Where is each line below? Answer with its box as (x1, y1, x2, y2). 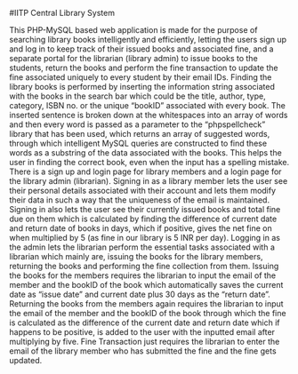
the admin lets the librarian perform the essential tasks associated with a (9, 242, 276, 252)
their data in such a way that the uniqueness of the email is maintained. (9, 195, 270, 205)
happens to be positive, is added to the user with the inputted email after (9, 327, 276, 337)
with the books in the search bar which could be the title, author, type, (9, 91, 266, 101)
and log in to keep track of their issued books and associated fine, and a (9, 44, 274, 54)
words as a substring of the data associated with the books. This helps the (9, 147, 282, 158)
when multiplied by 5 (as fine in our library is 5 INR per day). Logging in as (9, 233, 280, 243)
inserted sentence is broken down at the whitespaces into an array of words (9, 110, 288, 120)
